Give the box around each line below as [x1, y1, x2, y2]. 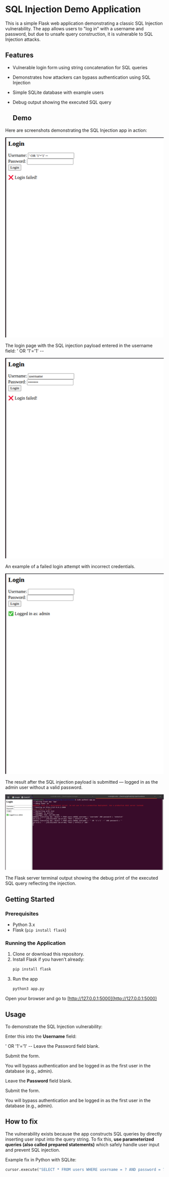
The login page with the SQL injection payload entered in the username [5, 342, 153, 349]
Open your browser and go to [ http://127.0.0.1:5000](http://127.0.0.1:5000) [5, 996, 157, 1002]
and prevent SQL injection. [5, 1147, 60, 1153]
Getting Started [5, 895, 55, 903]
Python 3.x [12, 922, 35, 928]
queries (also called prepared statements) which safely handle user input [5, 1141, 159, 1147]
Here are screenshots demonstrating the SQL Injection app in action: [5, 127, 147, 133]
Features [5, 51, 34, 60]
